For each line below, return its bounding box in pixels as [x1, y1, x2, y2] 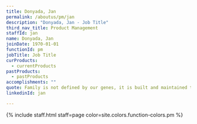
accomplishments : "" [6, 80, 57, 85]
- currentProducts [11, 63, 57, 69]
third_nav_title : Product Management [6, 25, 98, 31]
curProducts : [6, 57, 38, 63]
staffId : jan [6, 30, 38, 36]
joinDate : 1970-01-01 [6, 42, 59, 47]
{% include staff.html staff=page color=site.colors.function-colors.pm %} [6, 111, 184, 118]
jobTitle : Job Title [6, 52, 57, 58]
